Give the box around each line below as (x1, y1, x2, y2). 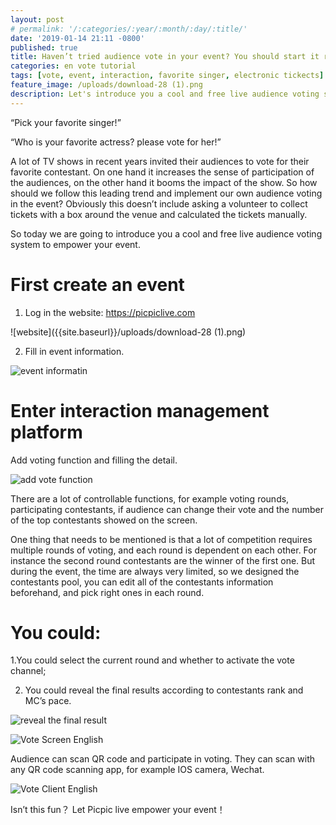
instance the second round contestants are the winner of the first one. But (10, 554, 316, 566)
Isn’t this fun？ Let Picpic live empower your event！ (10, 804, 226, 816)
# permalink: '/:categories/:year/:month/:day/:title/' (10, 24, 248, 34)
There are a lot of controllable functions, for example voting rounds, (10, 492, 290, 505)
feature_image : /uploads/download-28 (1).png (10, 80, 203, 90)
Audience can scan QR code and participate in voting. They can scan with (10, 753, 316, 765)
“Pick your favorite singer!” (10, 116, 122, 128)
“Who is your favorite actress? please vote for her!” (10, 136, 222, 148)
